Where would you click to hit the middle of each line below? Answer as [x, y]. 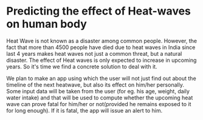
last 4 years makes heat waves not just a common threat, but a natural [94, 53]
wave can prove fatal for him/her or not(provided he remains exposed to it [99, 104]
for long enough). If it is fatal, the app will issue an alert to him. [84, 110]
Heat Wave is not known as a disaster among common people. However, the [102, 41]
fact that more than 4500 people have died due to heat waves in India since [101, 47]
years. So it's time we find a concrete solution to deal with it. [82, 66]
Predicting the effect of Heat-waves [99, 11]
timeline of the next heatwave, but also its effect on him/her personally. [95, 85]
